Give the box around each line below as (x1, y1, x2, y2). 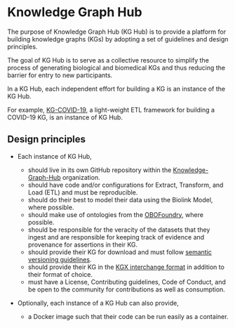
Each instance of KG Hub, (17, 152, 93, 160)
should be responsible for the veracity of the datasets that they (27, 225, 210, 234)
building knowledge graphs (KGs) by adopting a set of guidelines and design (7, 34, 229, 43)
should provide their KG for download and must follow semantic (27, 247, 213, 256)
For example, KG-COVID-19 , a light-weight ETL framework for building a (7, 105, 215, 114)
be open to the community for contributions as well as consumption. (27, 285, 226, 294)
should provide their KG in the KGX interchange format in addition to (27, 263, 224, 271)
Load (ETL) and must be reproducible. (27, 188, 138, 197)
